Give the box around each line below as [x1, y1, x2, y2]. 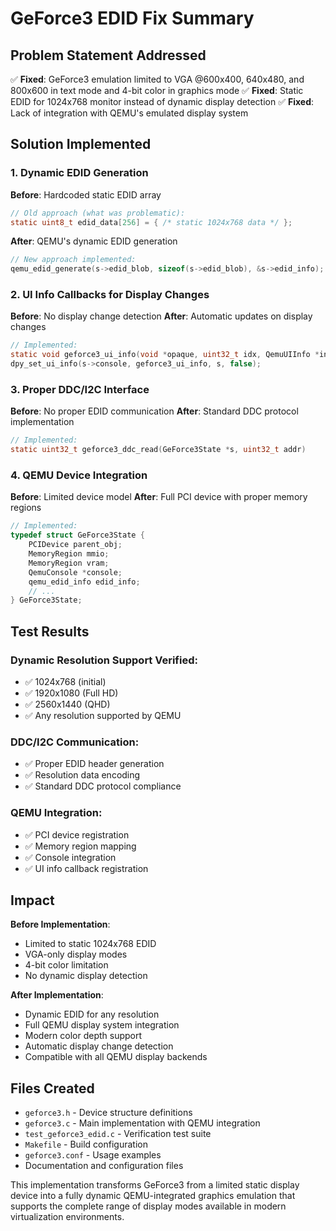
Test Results [10, 623, 90, 640]
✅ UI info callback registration [24, 862, 149, 874]
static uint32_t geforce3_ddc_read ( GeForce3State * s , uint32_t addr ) [10, 445, 307, 455]
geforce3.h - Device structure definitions [24, 1107, 193, 1119]
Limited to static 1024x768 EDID [24, 938, 157, 950]
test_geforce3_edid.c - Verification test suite [24, 1128, 212, 1140]
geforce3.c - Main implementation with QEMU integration [24, 1117, 261, 1129]
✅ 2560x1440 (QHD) [24, 698, 111, 711]
